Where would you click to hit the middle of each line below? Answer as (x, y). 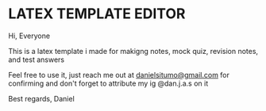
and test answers (37, 59)
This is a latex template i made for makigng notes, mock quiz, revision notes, (133, 51)
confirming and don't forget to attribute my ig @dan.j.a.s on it (108, 83)
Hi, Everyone (29, 36)
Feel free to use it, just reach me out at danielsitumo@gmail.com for (119, 75)
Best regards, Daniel (42, 98)
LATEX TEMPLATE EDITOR (97, 14)
